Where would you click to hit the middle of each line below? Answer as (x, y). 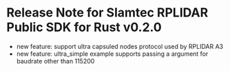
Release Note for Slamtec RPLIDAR (107, 13)
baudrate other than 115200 (55, 61)
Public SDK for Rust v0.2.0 (84, 27)
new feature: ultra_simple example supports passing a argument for (112, 54)
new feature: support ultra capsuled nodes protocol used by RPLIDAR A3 (120, 46)
